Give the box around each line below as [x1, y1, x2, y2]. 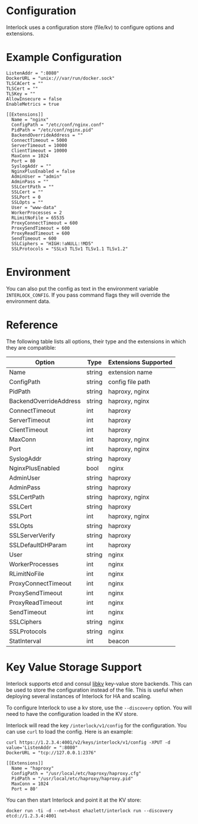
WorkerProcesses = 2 [11, 210, 62, 216]
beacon [108, 637, 129, 645]
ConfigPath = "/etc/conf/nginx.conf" [11, 122, 105, 128]
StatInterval [9, 637, 41, 645]
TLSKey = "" [6, 90, 35, 97]
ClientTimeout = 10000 [11, 148, 67, 154]
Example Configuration [6, 51, 122, 64]
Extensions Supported [108, 358, 173, 366]
